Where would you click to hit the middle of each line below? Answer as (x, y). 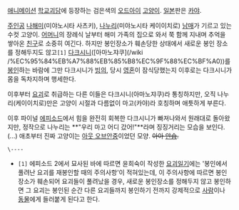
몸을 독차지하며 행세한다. (42, 79)
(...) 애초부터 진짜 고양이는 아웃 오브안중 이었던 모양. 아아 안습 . (93, 136)
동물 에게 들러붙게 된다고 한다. (59, 199)
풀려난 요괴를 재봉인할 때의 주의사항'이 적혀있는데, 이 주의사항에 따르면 (116, 172)
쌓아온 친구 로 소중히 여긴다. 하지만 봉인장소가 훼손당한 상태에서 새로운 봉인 (111, 43)
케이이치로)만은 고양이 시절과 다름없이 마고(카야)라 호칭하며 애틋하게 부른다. (121, 103)
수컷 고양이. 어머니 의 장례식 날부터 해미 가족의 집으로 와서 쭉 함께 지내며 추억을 (117, 35)
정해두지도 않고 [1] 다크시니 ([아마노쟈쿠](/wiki (79, 52)
